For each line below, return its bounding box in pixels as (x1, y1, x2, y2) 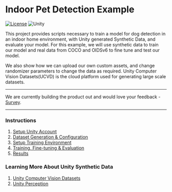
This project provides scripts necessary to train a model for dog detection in (5, 30, 166, 37)
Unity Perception (12, 180, 49, 186)
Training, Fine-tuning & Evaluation (12, 145, 84, 151)
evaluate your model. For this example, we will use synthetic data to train (5, 41, 159, 47)
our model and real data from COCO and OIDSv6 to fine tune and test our (5, 47, 160, 53)
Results (12, 150, 29, 156)
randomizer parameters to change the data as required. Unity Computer (5, 68, 157, 74)
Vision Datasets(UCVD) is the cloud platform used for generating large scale (5, 73, 166, 79)
